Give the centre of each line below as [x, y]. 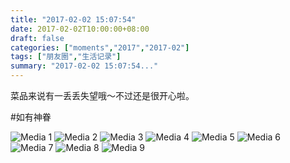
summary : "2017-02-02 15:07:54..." [84, 66]
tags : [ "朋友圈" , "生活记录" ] [66, 57]
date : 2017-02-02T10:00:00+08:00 [80, 29]
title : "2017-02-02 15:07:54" [73, 19]
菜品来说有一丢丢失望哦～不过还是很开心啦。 [102, 95]
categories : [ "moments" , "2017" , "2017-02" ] [100, 47]
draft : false [37, 38]
